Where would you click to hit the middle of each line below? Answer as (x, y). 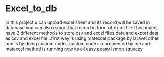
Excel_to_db (31, 9)
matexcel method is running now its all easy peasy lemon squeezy (74, 49)
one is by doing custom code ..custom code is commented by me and (78, 43)
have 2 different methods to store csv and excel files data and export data (82, 33)
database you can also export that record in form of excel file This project (82, 27)
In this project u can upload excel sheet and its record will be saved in (78, 22)
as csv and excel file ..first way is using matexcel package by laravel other (82, 38)
